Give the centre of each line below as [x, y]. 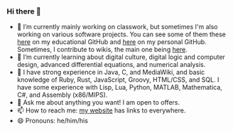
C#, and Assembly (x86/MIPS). [62, 95]
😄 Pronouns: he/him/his [52, 121]
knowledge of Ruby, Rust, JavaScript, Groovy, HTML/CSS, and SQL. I [118, 80]
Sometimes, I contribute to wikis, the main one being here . [102, 50]
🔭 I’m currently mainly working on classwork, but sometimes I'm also [117, 27]
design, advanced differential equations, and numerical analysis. [111, 65]
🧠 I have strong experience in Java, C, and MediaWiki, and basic [111, 72]
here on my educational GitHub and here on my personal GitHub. [112, 42]
